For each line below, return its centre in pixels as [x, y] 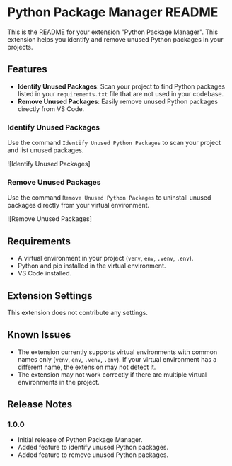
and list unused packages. [46, 150]
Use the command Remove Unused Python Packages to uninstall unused [109, 198]
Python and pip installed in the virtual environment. [92, 266]
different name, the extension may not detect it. [87, 367]
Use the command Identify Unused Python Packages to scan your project [114, 143]
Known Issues [39, 335]
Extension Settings [50, 296]
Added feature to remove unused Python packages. [93, 455]
